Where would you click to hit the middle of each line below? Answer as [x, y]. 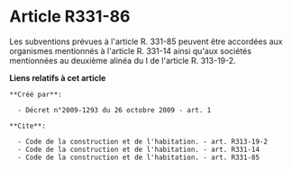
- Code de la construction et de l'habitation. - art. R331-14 [138, 149]
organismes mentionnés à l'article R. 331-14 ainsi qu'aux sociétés [131, 50]
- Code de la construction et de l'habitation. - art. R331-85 [138, 157]
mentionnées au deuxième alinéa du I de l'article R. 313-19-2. [123, 60]
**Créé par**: [36, 94]
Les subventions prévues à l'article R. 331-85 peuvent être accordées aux [146, 41]
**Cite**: [28, 126]
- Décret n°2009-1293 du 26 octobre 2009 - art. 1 [114, 110]
